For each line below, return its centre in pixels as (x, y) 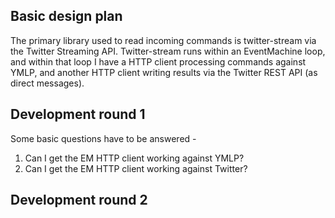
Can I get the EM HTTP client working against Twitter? (136, 168)
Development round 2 (79, 200)
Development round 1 (78, 114)
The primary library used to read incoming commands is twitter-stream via (163, 40)
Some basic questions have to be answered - (103, 138)
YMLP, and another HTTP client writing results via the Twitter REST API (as (164, 72)
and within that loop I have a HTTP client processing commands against (158, 61)
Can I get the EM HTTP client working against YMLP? (134, 158)
